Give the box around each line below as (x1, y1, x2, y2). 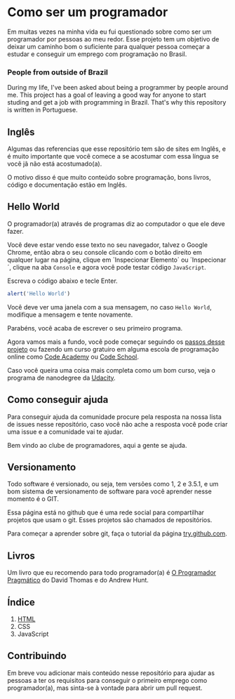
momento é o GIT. (7, 495, 60, 503)
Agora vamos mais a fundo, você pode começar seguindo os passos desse (7, 338, 225, 346)
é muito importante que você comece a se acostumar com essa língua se (7, 152, 219, 161)
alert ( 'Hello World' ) (7, 290, 71, 297)
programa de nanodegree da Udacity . (7, 373, 116, 382)
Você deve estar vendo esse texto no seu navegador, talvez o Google (7, 240, 208, 249)
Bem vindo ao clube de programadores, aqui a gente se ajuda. (7, 441, 187, 449)
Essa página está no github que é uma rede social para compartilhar (7, 508, 205, 517)
